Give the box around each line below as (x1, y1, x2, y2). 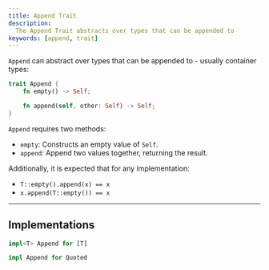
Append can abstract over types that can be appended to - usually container (8, 56, 257, 66)
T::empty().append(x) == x (19, 180, 110, 188)
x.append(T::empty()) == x (19, 189, 110, 197)
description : (8, 19, 52, 27)
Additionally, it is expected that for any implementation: (8, 163, 190, 173)
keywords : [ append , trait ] (8, 34, 98, 42)
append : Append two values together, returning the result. (19, 147, 208, 157)
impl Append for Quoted (8, 254, 88, 262)
